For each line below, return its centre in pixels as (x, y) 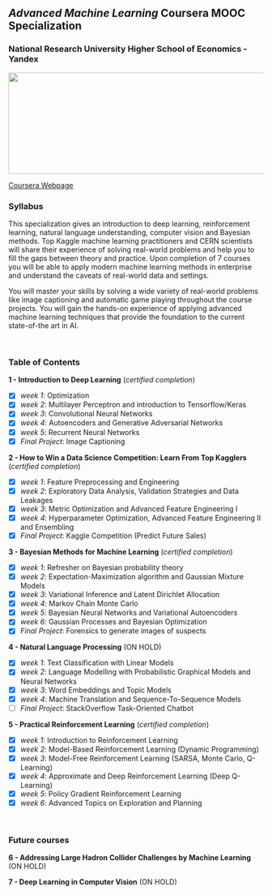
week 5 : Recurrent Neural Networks (80, 432)
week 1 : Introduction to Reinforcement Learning (99, 739)
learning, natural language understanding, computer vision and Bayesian (130, 232)
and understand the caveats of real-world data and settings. (108, 275)
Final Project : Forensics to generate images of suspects (113, 631)
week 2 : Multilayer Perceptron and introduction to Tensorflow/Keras (133, 405)
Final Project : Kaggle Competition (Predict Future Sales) (113, 535)
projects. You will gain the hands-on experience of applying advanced (125, 308)
